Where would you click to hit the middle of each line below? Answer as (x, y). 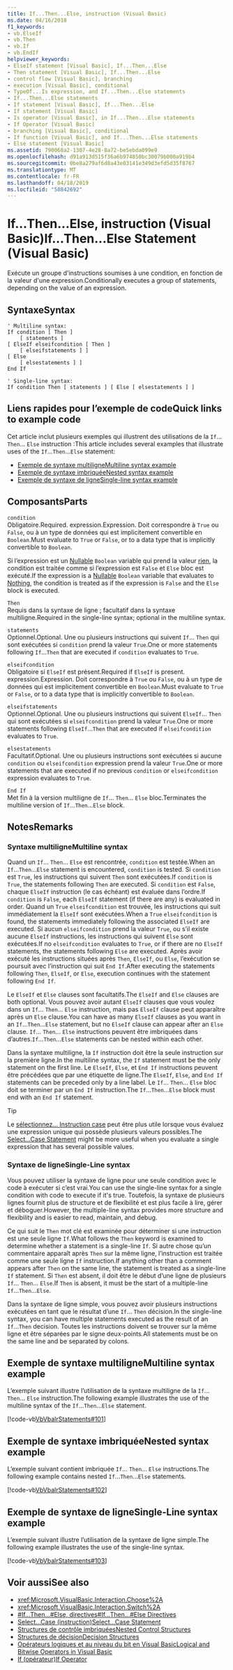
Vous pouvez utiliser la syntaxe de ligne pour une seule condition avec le (112, 1180)
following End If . (31, 981)
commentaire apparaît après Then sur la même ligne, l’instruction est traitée (115, 1253)
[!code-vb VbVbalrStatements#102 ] (57, 1490)
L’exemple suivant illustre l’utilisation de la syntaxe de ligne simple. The (108, 1540)
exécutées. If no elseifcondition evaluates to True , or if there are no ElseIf (115, 944)
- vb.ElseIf (24, 33)
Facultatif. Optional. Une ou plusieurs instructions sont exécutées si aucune (114, 756)
